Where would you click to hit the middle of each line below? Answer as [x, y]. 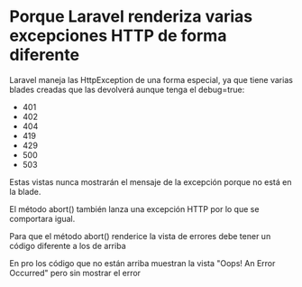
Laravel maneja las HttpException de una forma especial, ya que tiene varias [151, 79]
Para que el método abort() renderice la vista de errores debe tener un [140, 236]
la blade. [25, 191]
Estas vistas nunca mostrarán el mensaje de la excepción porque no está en [151, 181]
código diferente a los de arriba [68, 245]
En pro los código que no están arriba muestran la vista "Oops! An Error [142, 263]
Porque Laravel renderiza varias [131, 17]
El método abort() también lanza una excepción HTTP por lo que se [134, 208]
